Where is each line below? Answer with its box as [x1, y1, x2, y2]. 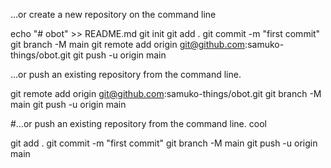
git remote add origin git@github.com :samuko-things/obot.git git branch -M [10, 88, 322, 99]
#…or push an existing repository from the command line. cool [10, 118, 267, 129]
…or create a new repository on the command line [10, 9, 217, 20]
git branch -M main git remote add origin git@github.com [10, 39, 246, 50]
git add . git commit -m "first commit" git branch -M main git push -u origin [10, 137, 318, 149]
